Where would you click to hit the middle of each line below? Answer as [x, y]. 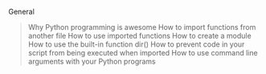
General [21, 12]
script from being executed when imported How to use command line [143, 53]
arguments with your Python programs [92, 61]
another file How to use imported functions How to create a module [139, 36]
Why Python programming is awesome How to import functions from [142, 27]
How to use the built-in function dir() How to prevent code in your [136, 44]
